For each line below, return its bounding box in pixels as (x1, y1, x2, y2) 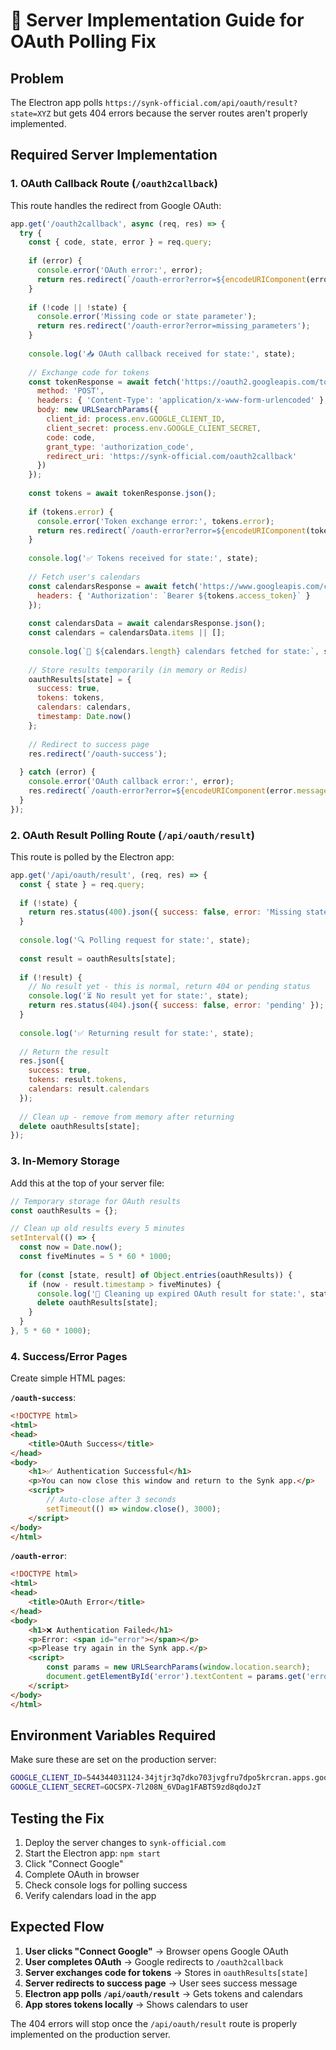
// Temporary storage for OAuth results (10, 1196, 182, 1206)
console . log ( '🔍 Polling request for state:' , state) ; (19, 935, 251, 946)
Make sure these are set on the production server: (10, 1754, 217, 1766)
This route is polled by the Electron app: (10, 850, 175, 863)
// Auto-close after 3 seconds (46, 1495, 177, 1505)
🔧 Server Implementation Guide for (10, 9, 305, 32)
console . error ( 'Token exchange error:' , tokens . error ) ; (36, 516, 275, 526)
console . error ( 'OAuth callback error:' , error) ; (28, 777, 235, 787)
